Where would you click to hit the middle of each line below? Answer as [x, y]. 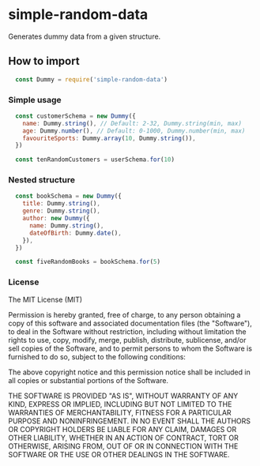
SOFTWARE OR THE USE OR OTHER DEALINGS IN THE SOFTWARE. [119, 454]
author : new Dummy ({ [56, 219]
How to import [44, 61]
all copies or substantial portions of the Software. [88, 380]
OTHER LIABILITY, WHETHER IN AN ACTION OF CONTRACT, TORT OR [123, 438]
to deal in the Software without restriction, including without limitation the [127, 331]
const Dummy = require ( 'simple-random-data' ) [92, 79]
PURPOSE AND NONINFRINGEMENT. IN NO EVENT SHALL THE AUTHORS [130, 421]
